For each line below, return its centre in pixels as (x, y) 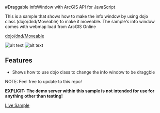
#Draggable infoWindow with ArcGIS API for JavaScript (60, 7)
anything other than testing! (34, 96)
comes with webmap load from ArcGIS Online (50, 27)
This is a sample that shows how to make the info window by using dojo (77, 16)
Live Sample (17, 105)
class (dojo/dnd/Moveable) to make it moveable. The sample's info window (80, 21)
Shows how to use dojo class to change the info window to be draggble (83, 72)
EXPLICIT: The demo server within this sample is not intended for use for (80, 91)
